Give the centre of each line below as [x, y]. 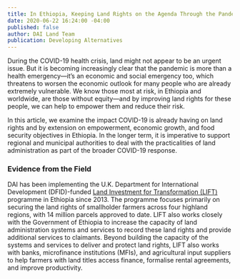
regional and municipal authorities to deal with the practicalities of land [111, 143]
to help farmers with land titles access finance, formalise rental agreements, [119, 260]
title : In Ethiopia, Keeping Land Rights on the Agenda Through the [111, 14]
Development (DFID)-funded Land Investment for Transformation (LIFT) [112, 192]
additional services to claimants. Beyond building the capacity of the [108, 238]
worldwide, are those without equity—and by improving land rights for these [119, 99]
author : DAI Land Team [41, 34]
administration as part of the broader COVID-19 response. [92, 151]
